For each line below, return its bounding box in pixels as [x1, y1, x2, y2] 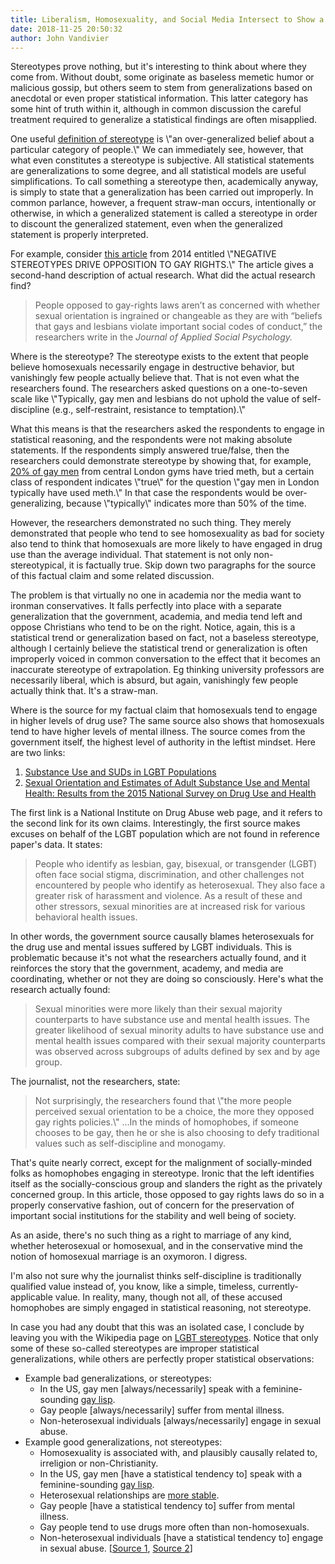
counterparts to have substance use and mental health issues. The [34, 1014, 310, 1026]
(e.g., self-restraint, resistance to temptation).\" [51, 404, 247, 416]
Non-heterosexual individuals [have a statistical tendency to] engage [39, 1532, 324, 1544]
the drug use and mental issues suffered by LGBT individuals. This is [10, 941, 293, 953]
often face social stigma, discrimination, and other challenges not [34, 869, 305, 881]
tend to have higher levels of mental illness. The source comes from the [10, 726, 306, 738]
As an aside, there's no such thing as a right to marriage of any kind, [10, 1229, 292, 1241]
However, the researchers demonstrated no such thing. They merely [10, 517, 292, 529]
